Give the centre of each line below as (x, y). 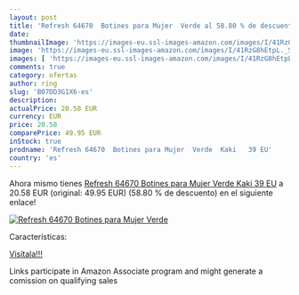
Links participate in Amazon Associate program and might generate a (136, 271)
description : (33, 100)
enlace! (23, 202)
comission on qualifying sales (64, 280)
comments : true (37, 68)
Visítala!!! (26, 253)
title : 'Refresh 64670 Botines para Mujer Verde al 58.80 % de (133, 26)
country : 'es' (36, 158)
